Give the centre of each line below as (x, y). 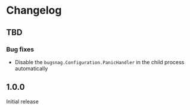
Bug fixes (20, 49)
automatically (31, 68)
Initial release (22, 101)
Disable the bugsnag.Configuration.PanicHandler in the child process (99, 62)
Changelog (34, 10)
